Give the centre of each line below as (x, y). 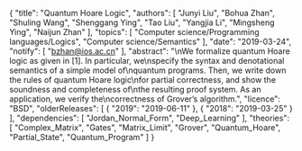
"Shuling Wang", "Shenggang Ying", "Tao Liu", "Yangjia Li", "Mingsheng (142, 22)
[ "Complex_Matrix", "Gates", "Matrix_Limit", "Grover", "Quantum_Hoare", (145, 128)
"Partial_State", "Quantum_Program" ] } (82, 137)
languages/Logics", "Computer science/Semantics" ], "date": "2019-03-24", (150, 41)
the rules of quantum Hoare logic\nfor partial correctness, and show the (143, 80)
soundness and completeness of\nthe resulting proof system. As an (135, 89)
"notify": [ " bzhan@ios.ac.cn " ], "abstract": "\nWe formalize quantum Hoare (150, 51)
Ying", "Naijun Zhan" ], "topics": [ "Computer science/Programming (134, 32)
